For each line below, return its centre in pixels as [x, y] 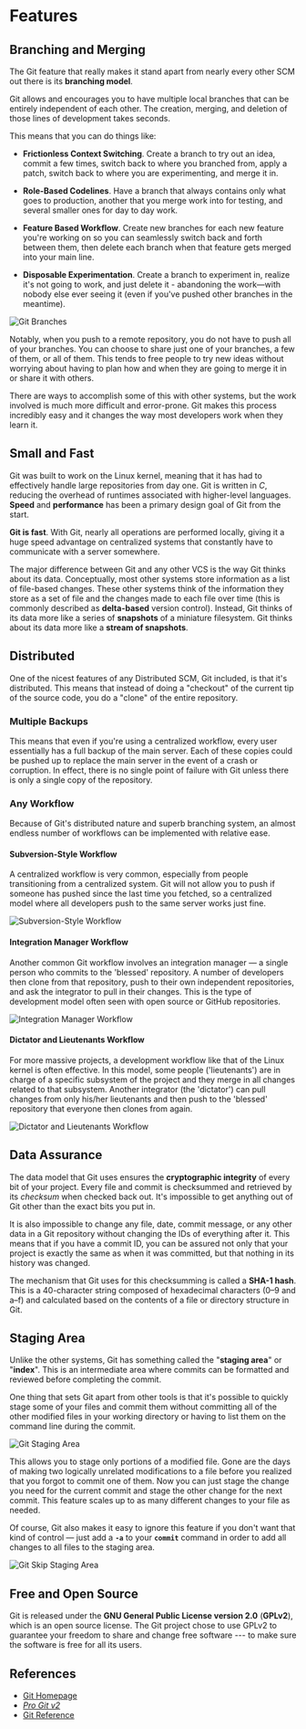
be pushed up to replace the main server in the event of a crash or [133, 760]
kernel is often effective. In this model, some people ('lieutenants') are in [145, 1070]
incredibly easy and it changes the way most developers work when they [147, 415]
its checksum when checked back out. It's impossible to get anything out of [151, 1197]
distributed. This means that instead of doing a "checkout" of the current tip [152, 688]
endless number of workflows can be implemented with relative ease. [140, 833]
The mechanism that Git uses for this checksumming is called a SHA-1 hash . [153, 1281]
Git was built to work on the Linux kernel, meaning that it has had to [136, 475]
